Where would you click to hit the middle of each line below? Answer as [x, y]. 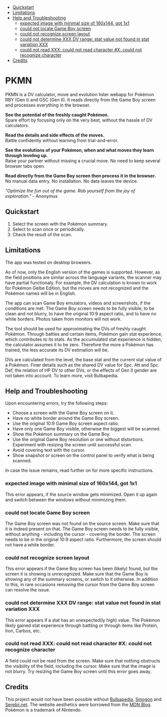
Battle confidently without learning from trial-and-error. [62, 140]
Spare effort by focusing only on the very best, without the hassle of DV [79, 120]
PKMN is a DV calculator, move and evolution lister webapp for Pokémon [80, 94]
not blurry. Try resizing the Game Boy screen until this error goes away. [79, 671]
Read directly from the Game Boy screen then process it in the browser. [81, 176]
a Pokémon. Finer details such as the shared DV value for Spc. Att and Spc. [82, 365]
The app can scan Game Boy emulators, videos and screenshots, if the [78, 303]
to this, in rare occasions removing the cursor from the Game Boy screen [80, 584]
